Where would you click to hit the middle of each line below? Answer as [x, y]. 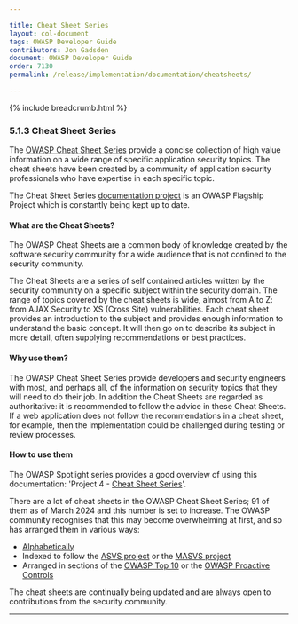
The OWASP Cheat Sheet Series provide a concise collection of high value [145, 150]
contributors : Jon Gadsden [59, 50]
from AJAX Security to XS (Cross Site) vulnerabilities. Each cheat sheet [139, 309]
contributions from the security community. [88, 601]
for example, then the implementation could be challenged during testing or [147, 425]
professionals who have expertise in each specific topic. [112, 178]
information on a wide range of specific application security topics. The [140, 160]
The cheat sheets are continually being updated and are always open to [140, 592]
